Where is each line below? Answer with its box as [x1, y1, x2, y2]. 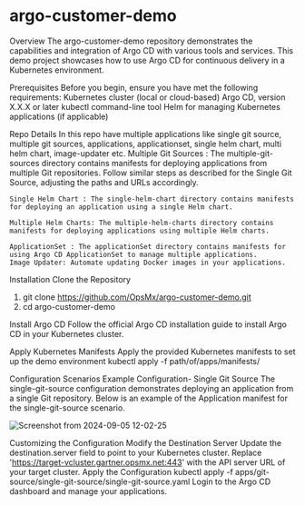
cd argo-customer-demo [22, 301, 116, 312]
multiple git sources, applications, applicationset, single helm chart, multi [9, 138, 282, 149]
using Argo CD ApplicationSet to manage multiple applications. [9, 250, 258, 259]
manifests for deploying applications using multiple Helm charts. [9, 226, 271, 235]
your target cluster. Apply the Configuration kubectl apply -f [9, 466, 233, 477]
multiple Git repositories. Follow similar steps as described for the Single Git [9, 167, 292, 178]
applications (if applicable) [9, 111, 109, 122]
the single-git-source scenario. [9, 402, 125, 413]
